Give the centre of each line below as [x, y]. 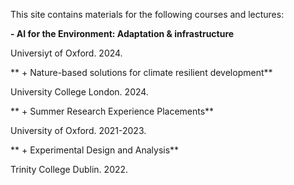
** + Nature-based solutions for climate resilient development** [141, 72]
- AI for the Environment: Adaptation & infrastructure [122, 33]
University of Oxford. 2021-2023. [78, 130]
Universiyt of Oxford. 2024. [66, 53]
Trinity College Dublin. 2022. [69, 169]
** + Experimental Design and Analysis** [95, 150]
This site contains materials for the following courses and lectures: [147, 14]
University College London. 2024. [79, 92]
